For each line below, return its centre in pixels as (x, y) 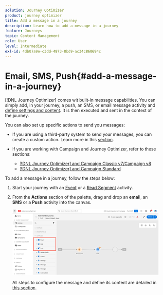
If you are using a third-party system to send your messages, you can (82, 134)
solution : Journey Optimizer (35, 10)
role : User (16, 41)
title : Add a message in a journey (41, 20)
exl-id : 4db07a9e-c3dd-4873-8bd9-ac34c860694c (53, 51)
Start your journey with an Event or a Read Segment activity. (72, 187)
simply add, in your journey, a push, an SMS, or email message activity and (80, 105)
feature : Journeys (24, 31)
